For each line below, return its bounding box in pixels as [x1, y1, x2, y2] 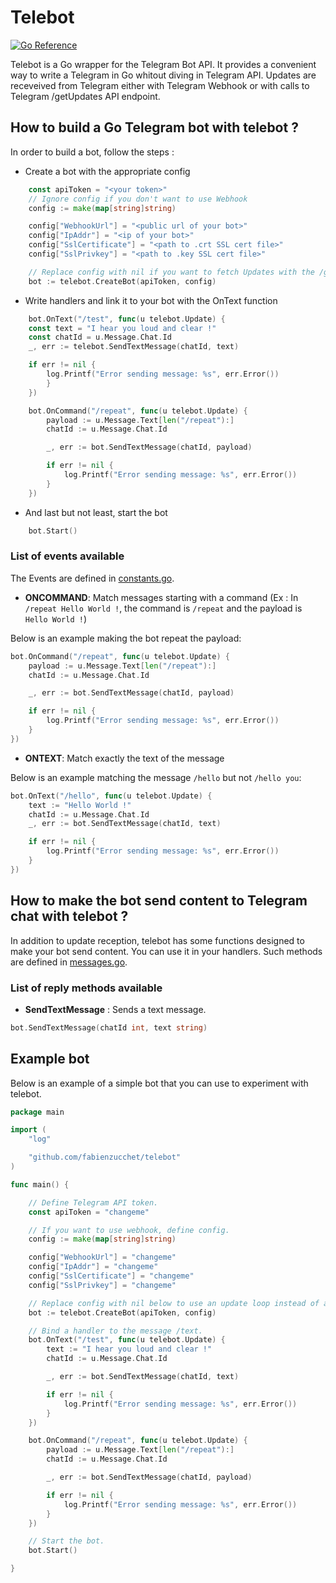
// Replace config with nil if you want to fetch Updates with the [28, 267, 315, 277]
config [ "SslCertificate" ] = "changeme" [28, 1271, 195, 1281]
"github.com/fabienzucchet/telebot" [28, 1152, 182, 1163]
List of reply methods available [10, 981, 163, 995]
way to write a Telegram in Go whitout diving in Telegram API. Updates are [10, 69, 317, 81]
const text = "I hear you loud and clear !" [28, 323, 217, 333]
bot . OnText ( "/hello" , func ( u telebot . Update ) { [10, 791, 213, 801]
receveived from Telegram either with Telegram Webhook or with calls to [10, 79, 310, 91]
